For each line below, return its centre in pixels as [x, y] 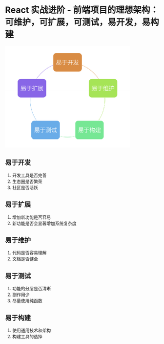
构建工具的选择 [27, 336]
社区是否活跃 [25, 187]
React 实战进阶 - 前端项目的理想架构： [82, 10]
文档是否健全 [25, 259]
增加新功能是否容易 [31, 217]
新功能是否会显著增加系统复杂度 [44, 223]
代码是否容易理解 [29, 253]
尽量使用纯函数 [27, 301]
